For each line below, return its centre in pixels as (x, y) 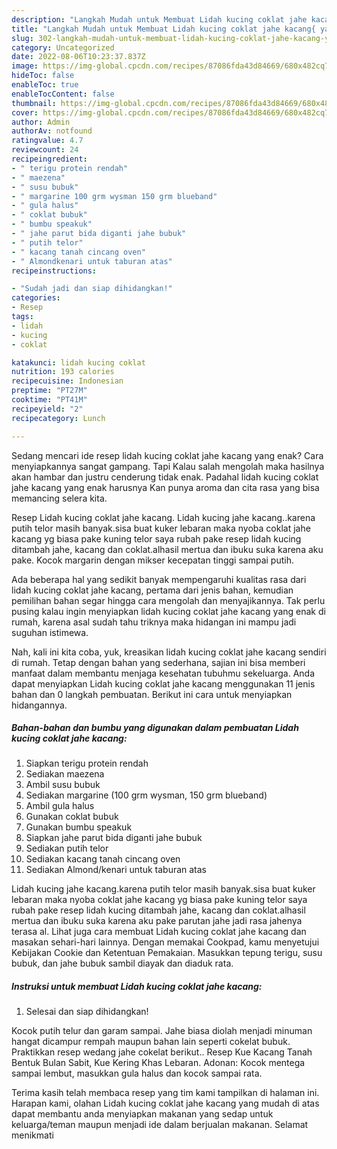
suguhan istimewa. (50, 632)
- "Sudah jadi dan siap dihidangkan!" (92, 289)
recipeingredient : (49, 159)
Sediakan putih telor (67, 848)
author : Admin (41, 122)
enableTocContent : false (63, 94)
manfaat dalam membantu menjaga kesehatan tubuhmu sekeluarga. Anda (163, 673)
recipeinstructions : (54, 271)
